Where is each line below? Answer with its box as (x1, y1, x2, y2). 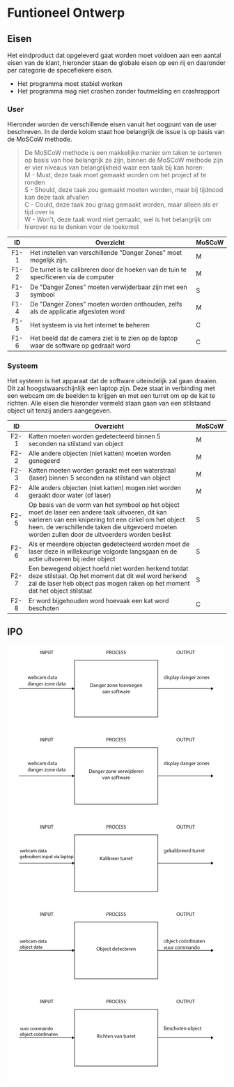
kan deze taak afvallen (24, 193, 89, 202)
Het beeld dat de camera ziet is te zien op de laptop (30, 334, 178, 343)
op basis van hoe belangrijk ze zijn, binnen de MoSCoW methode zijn (24, 156, 224, 165)
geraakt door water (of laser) (29, 491, 111, 499)
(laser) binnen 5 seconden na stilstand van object (29, 473, 171, 482)
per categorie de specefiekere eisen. (7, 66, 114, 74)
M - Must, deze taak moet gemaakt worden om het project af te (24, 171, 207, 179)
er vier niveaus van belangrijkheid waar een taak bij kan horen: (24, 163, 204, 172)
